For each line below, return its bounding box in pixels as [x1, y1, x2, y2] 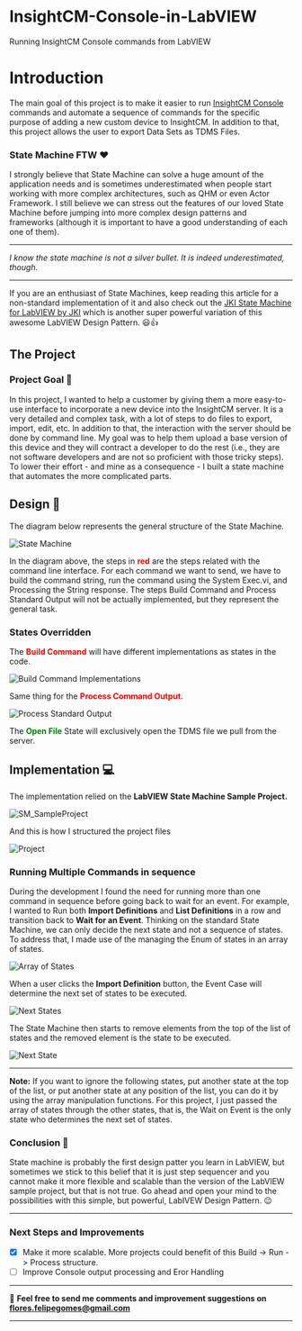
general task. [9, 603, 58, 614]
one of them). [9, 227, 60, 238]
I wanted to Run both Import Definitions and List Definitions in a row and [9, 905, 281, 916]
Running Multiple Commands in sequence [9, 865, 196, 878]
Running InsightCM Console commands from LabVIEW [9, 36, 211, 47]
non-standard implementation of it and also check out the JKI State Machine [9, 297, 292, 308]
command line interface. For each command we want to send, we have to [9, 565, 281, 575]
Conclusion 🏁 [9, 1136, 69, 1149]
